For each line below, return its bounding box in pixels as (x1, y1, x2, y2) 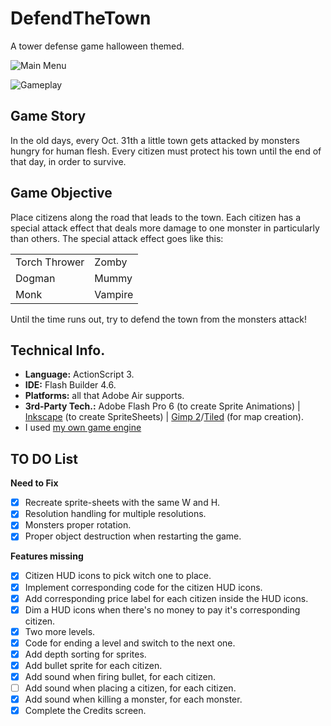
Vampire (94, 287, 134, 301)
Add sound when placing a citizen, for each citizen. (24, 682, 237, 694)
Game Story (10, 108, 87, 125)
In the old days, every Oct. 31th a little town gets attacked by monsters (10, 134, 300, 146)
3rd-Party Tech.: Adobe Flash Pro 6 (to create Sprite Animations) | (24, 400, 301, 412)
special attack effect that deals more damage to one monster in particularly (10, 222, 320, 234)
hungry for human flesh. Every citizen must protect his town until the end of (10, 145, 322, 157)
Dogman (15, 271, 56, 285)
